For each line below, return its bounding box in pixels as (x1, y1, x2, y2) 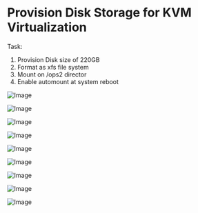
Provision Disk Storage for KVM (7, 5, 192, 21)
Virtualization (7, 19, 88, 35)
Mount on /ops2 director (17, 70, 87, 79)
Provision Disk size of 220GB (17, 55, 100, 63)
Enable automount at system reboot (17, 77, 119, 85)
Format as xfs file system (17, 63, 89, 71)
